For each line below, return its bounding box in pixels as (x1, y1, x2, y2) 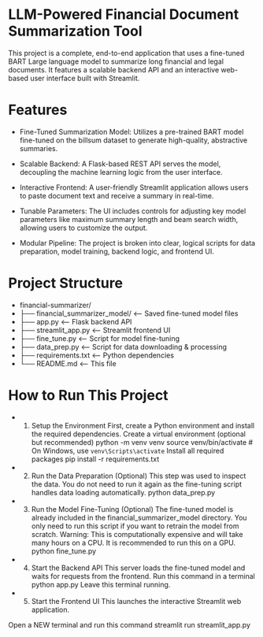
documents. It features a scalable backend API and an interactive (8, 65, 220, 74)
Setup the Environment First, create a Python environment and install (31, 420, 254, 430)
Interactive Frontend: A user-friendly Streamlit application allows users (19, 183, 249, 192)
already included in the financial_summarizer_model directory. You (31, 513, 247, 522)
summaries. (19, 143, 58, 153)
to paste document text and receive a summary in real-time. (19, 191, 214, 200)
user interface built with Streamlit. (30, 73, 140, 83)
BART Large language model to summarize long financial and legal (8, 57, 224, 66)
